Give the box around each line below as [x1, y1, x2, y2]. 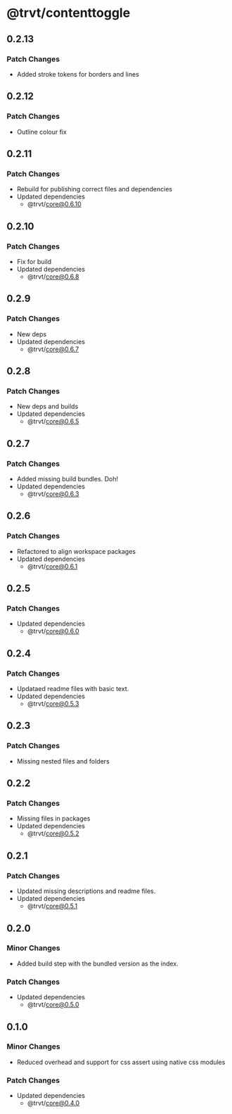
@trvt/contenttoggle [6, 5, 131, 21]
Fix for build [16, 257, 52, 265]
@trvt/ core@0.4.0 [27, 1099, 80, 1108]
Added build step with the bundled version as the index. [16, 959, 179, 968]
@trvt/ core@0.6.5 [27, 417, 79, 426]
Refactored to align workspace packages [16, 547, 136, 555]
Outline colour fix [16, 127, 67, 136]
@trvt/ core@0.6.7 [27, 345, 79, 353]
